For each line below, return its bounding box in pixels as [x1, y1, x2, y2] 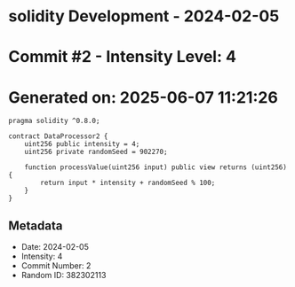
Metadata [8, 218, 63, 233]
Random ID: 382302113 [20, 270, 107, 281]
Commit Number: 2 [20, 260, 92, 271]
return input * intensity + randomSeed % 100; [40, 179, 216, 188]
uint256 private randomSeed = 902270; [24, 148, 168, 157]
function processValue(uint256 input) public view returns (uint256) [24, 163, 288, 172]
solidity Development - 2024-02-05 [8, 6, 280, 27]
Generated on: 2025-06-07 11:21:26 [8, 87, 279, 107]
